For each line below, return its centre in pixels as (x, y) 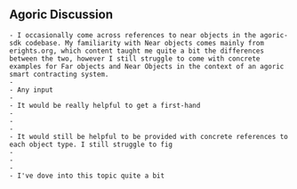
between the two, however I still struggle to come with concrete (135, 58)
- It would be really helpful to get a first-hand (105, 105)
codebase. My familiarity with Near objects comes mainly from (145, 43)
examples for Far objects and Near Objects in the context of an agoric (147, 66)
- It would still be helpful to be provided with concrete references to (149, 136)
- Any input (31, 90)
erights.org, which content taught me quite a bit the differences (137, 51)
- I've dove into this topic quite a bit (87, 176)
